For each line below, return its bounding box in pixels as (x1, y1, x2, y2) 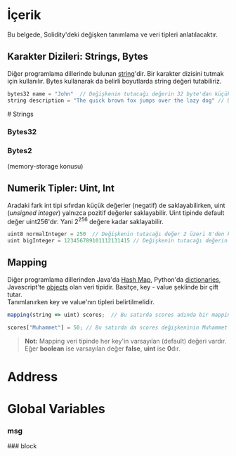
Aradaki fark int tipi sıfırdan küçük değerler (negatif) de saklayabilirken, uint (7, 201, 225, 209)
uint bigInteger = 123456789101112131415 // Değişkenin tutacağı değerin (7, 237, 228, 245)
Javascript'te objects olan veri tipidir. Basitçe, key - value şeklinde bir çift (7, 282, 219, 291)
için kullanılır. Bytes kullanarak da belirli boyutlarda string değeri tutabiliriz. (7, 77, 222, 85)
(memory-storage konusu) (7, 162, 84, 170)
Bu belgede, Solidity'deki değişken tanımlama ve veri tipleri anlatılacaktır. (7, 30, 218, 39)
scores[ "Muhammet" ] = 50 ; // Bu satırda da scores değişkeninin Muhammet (7, 324, 228, 331)
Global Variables (7, 400, 105, 417)
